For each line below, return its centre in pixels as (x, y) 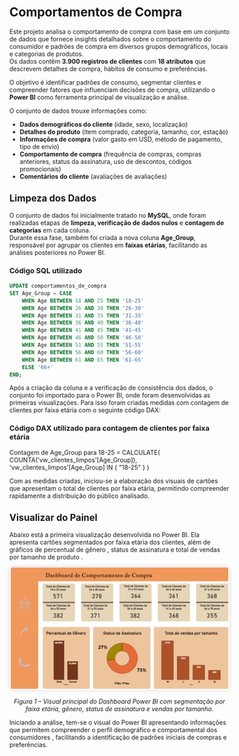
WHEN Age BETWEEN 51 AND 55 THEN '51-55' (83, 345)
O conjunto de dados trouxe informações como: (78, 111)
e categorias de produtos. (46, 54)
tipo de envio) (39, 146)
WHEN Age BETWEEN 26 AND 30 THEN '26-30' (83, 308)
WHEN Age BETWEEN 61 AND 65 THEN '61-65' (83, 360)
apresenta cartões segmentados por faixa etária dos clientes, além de (110, 542)
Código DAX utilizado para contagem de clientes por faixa (109, 428)
